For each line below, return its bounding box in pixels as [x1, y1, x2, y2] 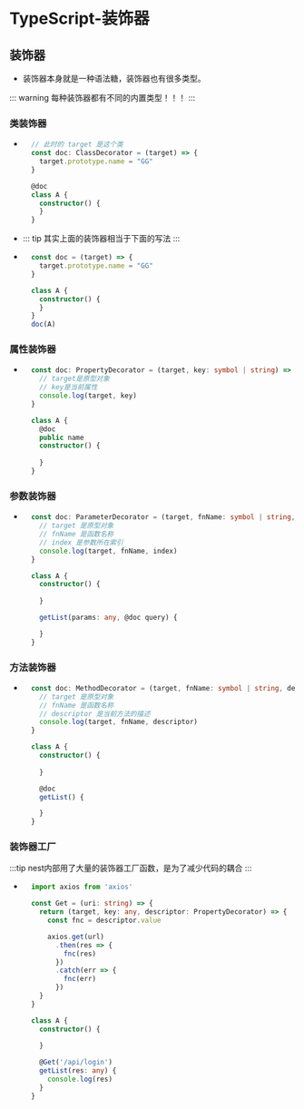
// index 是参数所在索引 [39, 537, 124, 547]
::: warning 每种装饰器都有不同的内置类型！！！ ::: [9, 93, 196, 103]
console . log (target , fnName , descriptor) [39, 718, 198, 727]
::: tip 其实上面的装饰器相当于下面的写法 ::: [22, 233, 181, 244]
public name [39, 433, 84, 442]
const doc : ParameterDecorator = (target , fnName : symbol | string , [31, 513, 296, 522]
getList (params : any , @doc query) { [39, 613, 178, 623]
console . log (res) [46, 1075, 113, 1084]
